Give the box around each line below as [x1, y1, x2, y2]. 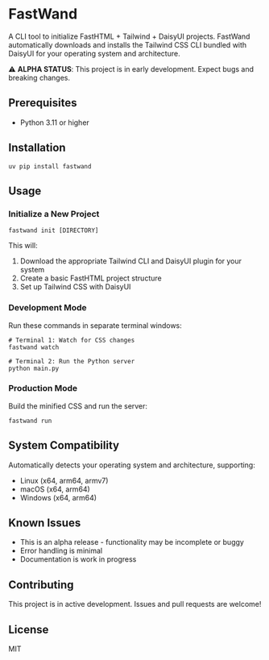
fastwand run [8, 417, 52, 425]
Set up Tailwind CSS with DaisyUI [19, 282, 131, 292]
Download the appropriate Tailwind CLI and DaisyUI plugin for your [19, 256, 242, 266]
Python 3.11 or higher [19, 118, 90, 127]
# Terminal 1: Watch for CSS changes [8, 336, 135, 344]
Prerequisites [8, 96, 77, 110]
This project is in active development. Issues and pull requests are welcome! [8, 600, 262, 609]
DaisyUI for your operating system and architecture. [8, 48, 180, 58]
